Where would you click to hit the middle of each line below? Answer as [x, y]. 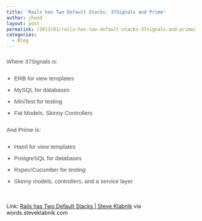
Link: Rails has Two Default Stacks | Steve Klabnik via [74, 206]
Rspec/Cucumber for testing [50, 170]
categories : [21, 35]
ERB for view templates [44, 78]
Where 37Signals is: [32, 61]
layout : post [23, 23]
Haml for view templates [45, 147]
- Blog [20, 41]
